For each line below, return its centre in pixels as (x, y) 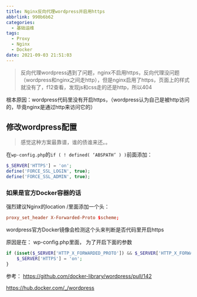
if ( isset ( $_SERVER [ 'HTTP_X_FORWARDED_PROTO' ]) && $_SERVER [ (82, 253)
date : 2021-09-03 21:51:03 (39, 55)
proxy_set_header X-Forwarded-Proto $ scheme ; (62, 218)
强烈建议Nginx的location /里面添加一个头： (58, 207)
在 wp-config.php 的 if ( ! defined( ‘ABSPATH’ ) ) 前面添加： (79, 155)
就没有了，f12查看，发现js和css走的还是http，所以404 (86, 87)
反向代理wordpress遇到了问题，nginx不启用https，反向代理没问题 (100, 72)
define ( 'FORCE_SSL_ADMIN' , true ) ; (48, 177)
